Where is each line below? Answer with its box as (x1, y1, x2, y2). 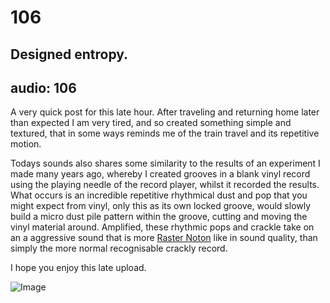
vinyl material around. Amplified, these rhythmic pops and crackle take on (10, 221, 315, 233)
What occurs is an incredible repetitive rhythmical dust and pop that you (10, 189, 308, 201)
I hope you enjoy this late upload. (10, 262, 147, 274)
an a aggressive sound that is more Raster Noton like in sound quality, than (10, 232, 318, 244)
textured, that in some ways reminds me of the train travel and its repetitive (10, 127, 320, 140)
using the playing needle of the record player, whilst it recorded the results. (10, 179, 320, 191)
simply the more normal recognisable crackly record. (10, 242, 228, 255)
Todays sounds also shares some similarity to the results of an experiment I (10, 157, 321, 170)
